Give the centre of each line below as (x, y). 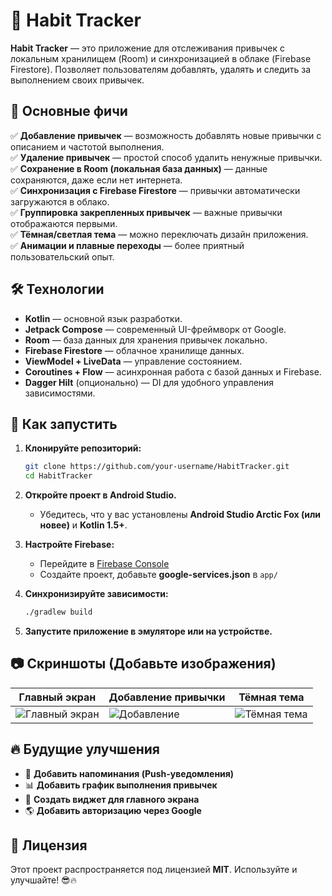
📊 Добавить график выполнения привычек (121, 785)
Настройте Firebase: (69, 545)
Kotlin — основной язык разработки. (103, 318)
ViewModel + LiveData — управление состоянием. (133, 361)
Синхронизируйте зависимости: (96, 594)
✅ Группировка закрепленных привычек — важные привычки (146, 212)
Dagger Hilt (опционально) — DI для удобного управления (149, 382)
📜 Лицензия (49, 845)
